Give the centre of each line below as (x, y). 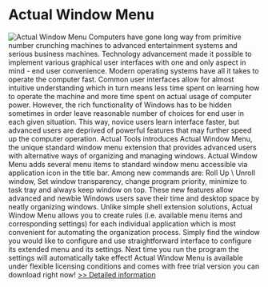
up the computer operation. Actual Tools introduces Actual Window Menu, (130, 138)
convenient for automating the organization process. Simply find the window (134, 232)
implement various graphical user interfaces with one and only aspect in (127, 62)
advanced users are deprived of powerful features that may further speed (130, 130)
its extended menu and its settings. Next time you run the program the (124, 249)
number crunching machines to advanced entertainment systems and (123, 45)
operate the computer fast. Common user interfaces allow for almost (121, 79)
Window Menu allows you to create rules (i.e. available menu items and (125, 215)
